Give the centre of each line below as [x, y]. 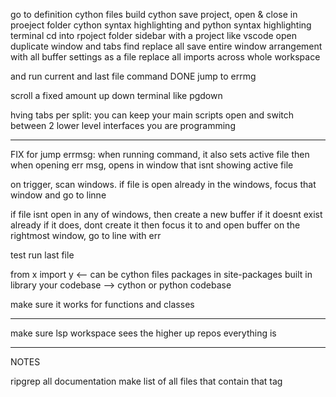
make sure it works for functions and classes [102, 304]
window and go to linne [58, 195]
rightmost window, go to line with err [86, 235]
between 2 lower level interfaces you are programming [123, 125]
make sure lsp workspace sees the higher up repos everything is [143, 333]
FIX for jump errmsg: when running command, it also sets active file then [160, 154]
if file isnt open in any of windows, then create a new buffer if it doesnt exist [166, 214]
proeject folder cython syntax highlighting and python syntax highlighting [161, 25]
